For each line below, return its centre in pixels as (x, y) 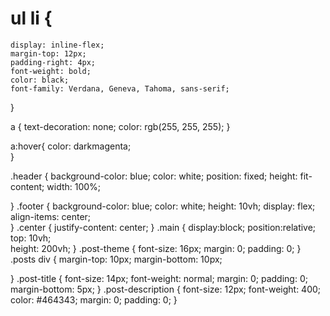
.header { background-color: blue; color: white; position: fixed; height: (154, 176)
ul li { (31, 18)
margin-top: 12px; (48, 53)
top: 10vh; (31, 238)
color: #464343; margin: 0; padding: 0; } (94, 299)
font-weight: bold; (51, 71)
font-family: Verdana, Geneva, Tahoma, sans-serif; (120, 88)
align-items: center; (51, 216)
